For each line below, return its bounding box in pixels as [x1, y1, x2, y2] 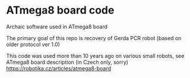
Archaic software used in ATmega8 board [6, 23, 108, 30]
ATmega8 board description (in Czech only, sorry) [6, 58, 129, 66]
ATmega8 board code [6, 4, 115, 17]
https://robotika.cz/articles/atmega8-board [6, 64, 112, 71]
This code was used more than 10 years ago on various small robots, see [6, 52, 185, 59]
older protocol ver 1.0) [6, 41, 61, 48]
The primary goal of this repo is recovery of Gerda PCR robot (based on [6, 34, 182, 41]
